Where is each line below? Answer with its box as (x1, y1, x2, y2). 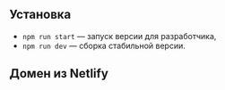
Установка (9, 7, 72, 22)
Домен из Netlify (9, 66, 109, 81)
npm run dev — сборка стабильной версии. (22, 40, 186, 51)
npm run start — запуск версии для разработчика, (22, 30, 217, 41)
